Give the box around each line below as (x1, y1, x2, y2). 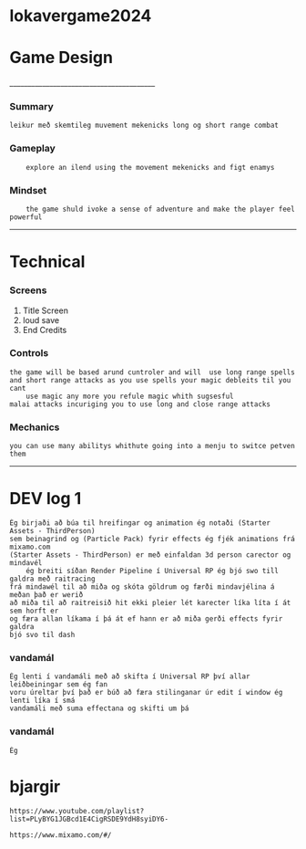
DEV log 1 (9, 488, 82, 509)
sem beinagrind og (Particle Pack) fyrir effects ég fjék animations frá (9, 535, 296, 544)
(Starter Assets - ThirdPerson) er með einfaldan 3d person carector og (9, 550, 291, 560)
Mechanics (9, 421, 60, 434)
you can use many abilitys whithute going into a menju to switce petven (9, 442, 296, 451)
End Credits (22, 324, 67, 335)
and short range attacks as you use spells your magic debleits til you (9, 375, 291, 384)
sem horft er (9, 606, 59, 616)
